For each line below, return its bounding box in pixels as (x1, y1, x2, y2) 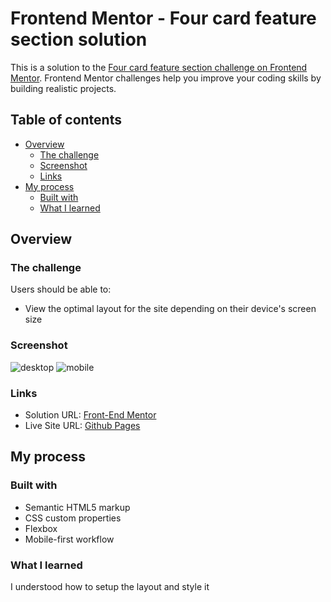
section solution (10, 28, 148, 51)
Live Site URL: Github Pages (24, 420, 141, 432)
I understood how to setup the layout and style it (10, 581, 210, 593)
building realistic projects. (10, 82, 117, 94)
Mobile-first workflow (24, 533, 115, 545)
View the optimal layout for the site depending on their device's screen (24, 303, 317, 315)
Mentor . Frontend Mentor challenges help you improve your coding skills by (10, 72, 322, 84)
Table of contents (10, 112, 122, 129)
